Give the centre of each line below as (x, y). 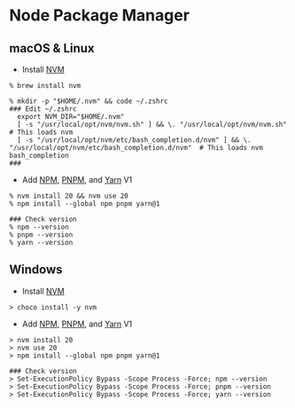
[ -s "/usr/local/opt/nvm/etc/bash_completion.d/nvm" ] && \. (134, 140)
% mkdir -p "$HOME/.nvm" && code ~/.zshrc (89, 101)
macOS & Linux (52, 48)
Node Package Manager (100, 16)
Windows (36, 270)
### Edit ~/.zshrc (43, 109)
